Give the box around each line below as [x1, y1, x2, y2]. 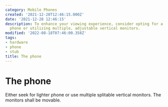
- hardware [5, 40, 28, 45]
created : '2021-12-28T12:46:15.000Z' [5, 12, 85, 17]
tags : [5, 35, 17, 40]
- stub [5, 49, 19, 54]
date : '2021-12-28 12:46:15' [5, 16, 66, 21]
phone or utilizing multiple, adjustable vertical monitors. [10, 26, 141, 31]
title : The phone [5, 53, 42, 59]
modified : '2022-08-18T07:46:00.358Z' [5, 30, 87, 35]
